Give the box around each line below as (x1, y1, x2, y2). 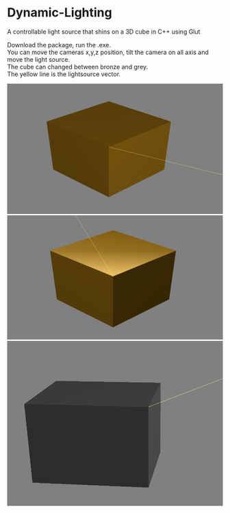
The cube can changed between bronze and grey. (7, 62, 149, 71)
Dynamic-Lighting (7, 5, 112, 21)
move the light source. (7, 55, 71, 63)
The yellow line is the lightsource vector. (7, 70, 121, 78)
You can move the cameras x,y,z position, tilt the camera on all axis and (7, 48, 209, 56)
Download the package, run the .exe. (7, 40, 112, 49)
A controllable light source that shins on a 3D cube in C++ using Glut (7, 27, 201, 36)
